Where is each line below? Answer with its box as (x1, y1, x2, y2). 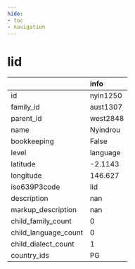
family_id (11, 103, 40, 112)
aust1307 (89, 103, 123, 112)
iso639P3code (11, 182, 60, 192)
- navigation (7, 23, 46, 30)
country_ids (11, 251, 49, 261)
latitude (11, 159, 36, 169)
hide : (7, 10, 23, 18)
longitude (11, 171, 42, 181)
